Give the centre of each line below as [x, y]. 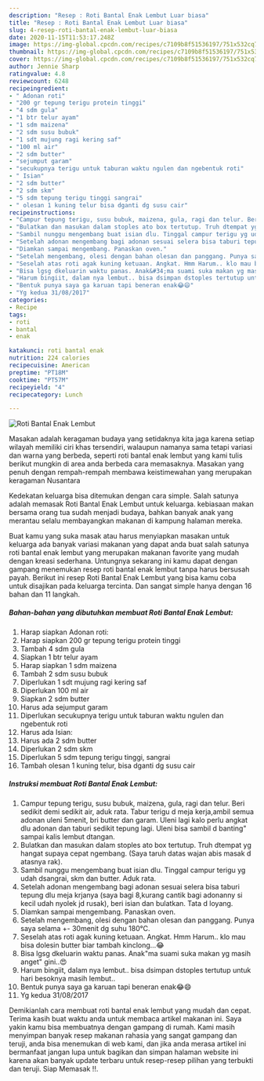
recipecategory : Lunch [46, 394]
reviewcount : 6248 [39, 81]
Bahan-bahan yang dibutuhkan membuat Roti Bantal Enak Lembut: [121, 612]
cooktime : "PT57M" [39, 380]
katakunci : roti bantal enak [56, 351]
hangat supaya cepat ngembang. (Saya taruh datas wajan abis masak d [136, 853]
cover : [20, 60]
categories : [28, 300]
